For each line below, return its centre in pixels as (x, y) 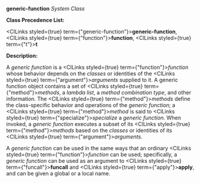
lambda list (80, 92)
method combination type (133, 92)
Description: (22, 56)
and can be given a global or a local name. (58, 173)
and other (179, 92)
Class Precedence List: (35, 20)
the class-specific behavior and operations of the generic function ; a (91, 105)
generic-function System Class (45, 9)
